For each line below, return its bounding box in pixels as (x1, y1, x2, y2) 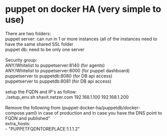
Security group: (5, 57, 37, 63)
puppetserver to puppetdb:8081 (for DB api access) (5, 78, 111, 84)
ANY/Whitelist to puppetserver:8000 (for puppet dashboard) (5, 67, 130, 73)
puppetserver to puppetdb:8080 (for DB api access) (5, 73, 112, 79)
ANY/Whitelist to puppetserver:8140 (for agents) (5, 62, 105, 68)
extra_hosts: (5, 121, 31, 127)
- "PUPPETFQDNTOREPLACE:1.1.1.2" (5, 126, 80, 132)
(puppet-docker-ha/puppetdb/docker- (61, 105, 140, 111)
